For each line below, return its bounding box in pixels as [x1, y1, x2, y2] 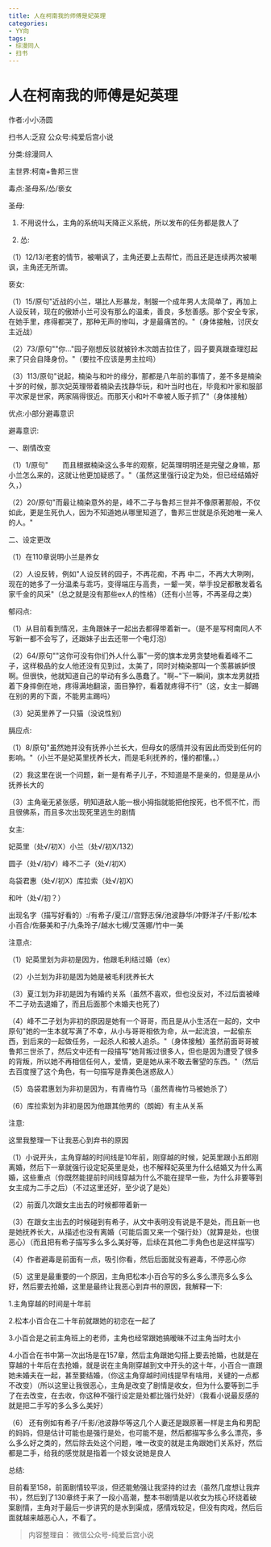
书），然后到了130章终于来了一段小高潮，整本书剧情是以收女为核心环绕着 [8, 1492, 250, 1502]
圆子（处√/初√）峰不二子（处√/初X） [8, 858, 131, 868]
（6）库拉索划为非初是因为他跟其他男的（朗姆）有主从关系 [8, 1101, 204, 1110]
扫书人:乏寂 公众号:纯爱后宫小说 [8, 132, 115, 141]
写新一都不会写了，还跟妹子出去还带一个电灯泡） [8, 633, 171, 643]
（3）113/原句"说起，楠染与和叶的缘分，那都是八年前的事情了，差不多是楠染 [8, 371, 262, 380]
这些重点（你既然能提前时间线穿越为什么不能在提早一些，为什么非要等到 [22, 1172, 263, 1182]
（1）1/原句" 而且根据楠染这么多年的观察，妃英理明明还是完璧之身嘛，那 [8, 459, 261, 469]
